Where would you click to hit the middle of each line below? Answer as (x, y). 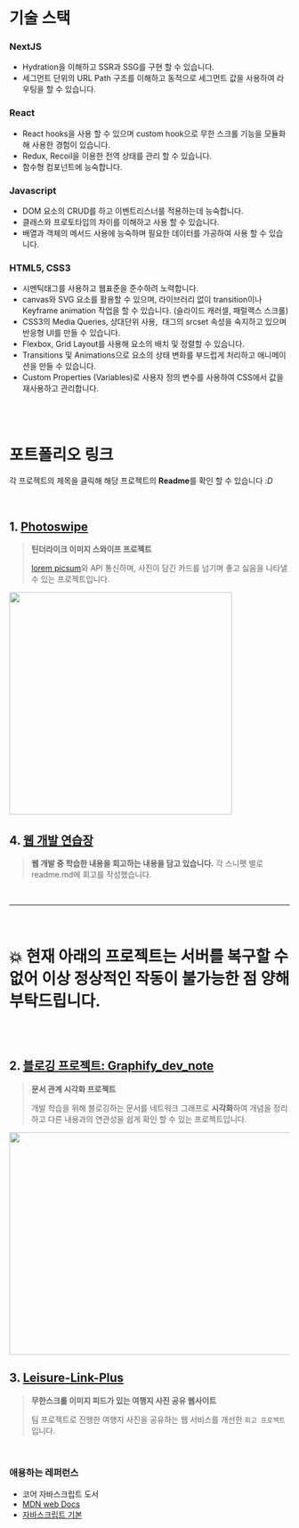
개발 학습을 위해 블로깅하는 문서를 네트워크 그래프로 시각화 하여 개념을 (151, 1108)
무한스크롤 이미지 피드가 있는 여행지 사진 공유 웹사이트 (124, 1400)
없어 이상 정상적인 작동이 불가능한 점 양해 (149, 979)
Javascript (33, 190)
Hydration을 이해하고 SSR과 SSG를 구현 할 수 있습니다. (118, 67)
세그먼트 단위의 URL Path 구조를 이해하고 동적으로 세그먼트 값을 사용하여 (148, 78)
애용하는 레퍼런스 (44, 1473)
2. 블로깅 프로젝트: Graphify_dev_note (112, 1066)
